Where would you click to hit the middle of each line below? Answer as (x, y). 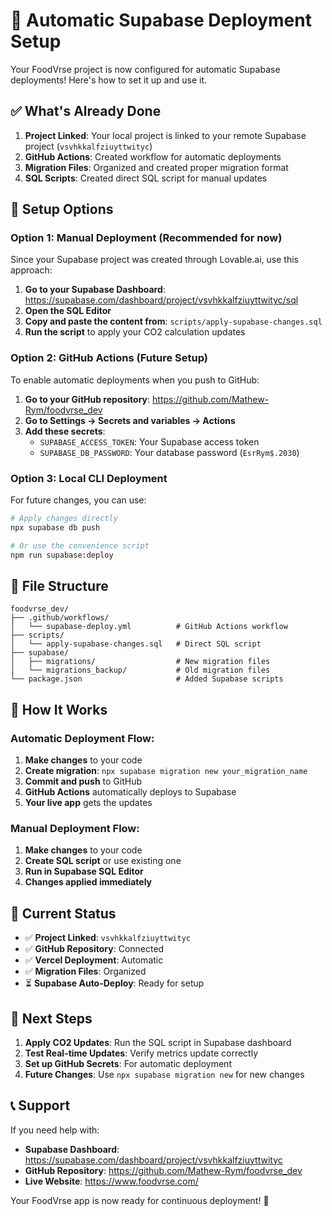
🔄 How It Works (59, 709)
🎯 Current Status (63, 913)
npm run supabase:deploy (62, 555)
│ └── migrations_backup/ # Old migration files (140, 670)
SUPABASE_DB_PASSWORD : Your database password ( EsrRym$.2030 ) (169, 452)
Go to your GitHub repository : (87, 399)
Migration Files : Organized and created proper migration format (156, 167)
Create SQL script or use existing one (103, 861)
